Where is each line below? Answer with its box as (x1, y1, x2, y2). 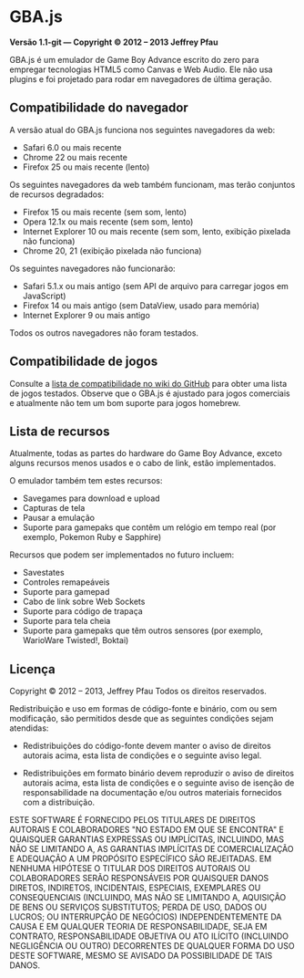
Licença (9, 661, 56, 677)
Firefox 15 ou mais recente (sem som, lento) (22, 206, 187, 217)
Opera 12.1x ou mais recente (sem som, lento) (22, 216, 194, 227)
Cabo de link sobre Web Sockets (22, 596, 146, 608)
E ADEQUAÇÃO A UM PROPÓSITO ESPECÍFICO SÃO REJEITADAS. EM (9, 853, 272, 864)
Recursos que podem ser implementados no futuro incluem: (9, 549, 235, 560)
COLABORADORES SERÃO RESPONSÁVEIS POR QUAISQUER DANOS (9, 873, 269, 884)
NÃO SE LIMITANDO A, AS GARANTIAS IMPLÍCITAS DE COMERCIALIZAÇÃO (9, 844, 294, 855)
